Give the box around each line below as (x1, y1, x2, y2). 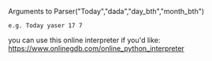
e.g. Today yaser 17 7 (8, 22, 83, 30)
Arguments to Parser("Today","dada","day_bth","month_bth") (8, 7, 205, 16)
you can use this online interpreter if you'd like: (8, 35, 161, 45)
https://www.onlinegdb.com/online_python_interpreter (8, 44, 185, 53)
